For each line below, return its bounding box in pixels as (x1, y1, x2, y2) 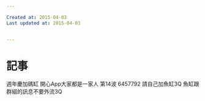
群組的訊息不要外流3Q (6, 88, 62, 95)
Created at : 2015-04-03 (6, 14, 67, 20)
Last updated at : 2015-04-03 (6, 20, 81, 26)
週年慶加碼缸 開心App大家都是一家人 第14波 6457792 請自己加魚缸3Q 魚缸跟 (6, 80, 199, 88)
